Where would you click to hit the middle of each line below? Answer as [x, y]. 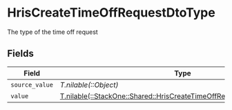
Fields [21, 54]
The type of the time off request [52, 32]
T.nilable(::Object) [89, 84]
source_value [32, 85]
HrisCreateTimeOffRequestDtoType [111, 13]
